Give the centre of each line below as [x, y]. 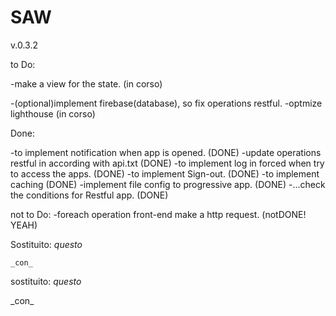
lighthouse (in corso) [53, 113]
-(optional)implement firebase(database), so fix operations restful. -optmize [166, 103]
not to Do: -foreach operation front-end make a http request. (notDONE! [158, 214]
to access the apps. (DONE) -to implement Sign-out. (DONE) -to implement [165, 173]
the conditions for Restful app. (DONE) [89, 195]
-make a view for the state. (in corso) [86, 83]
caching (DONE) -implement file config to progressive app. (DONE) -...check [168, 184]
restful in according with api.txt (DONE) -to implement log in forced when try [167, 163]
